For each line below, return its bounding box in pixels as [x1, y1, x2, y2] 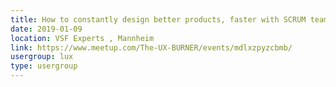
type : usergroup [10, 61, 78, 71]
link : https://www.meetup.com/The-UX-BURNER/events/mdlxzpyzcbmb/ [10, 42, 293, 53]
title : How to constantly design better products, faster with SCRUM [10, 14, 307, 25]
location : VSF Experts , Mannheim [10, 33, 155, 43]
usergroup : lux [10, 52, 74, 62]
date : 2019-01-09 [10, 24, 83, 34]
